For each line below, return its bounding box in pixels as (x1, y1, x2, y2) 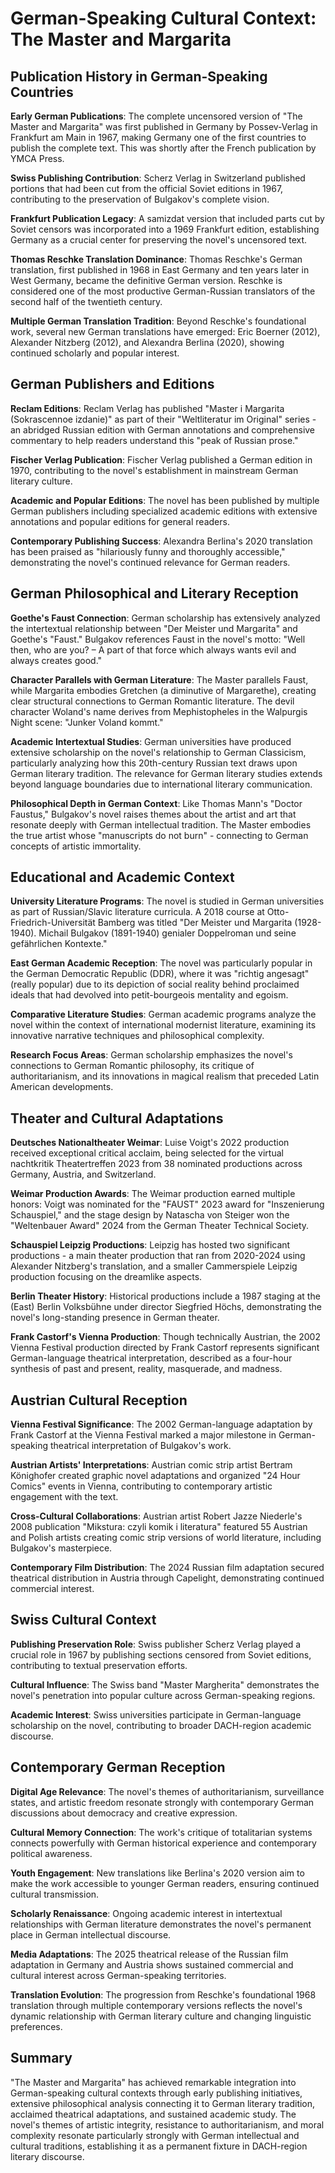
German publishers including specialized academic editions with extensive (10, 505, 318, 517)
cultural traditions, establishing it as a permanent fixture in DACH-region (10, 2140, 308, 2152)
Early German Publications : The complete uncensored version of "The (10, 110, 303, 122)
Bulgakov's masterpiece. (10, 1542, 113, 1554)
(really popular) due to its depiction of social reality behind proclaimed (10, 978, 300, 991)
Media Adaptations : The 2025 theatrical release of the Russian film (10, 1948, 289, 1960)
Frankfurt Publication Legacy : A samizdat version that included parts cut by (10, 213, 325, 224)
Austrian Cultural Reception (10, 1392, 188, 1409)
